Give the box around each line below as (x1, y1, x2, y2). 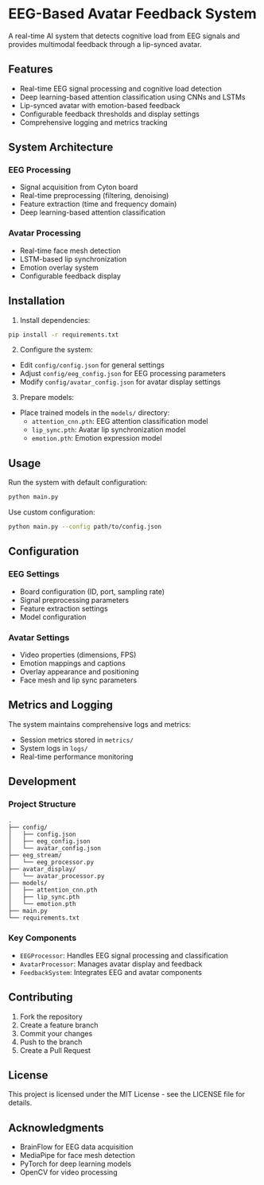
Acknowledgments (8, 1121, 105, 1134)
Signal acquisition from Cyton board (19, 182, 138, 192)
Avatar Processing (8, 227, 81, 239)
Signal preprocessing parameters (19, 595, 130, 604)
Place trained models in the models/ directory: (19, 408, 170, 418)
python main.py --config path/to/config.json (8, 523, 161, 531)
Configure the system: (19, 345, 93, 355)
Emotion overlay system (19, 262, 99, 272)
